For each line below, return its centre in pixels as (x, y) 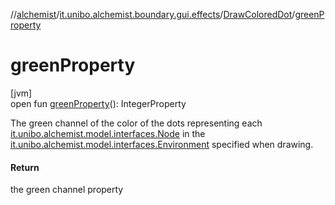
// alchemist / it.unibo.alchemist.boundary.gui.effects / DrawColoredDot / (153, 14)
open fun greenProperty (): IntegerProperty (98, 103)
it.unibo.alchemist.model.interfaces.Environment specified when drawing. (162, 144)
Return (25, 167)
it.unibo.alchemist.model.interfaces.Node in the (108, 133)
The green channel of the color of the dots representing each (136, 123)
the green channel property (67, 190)
